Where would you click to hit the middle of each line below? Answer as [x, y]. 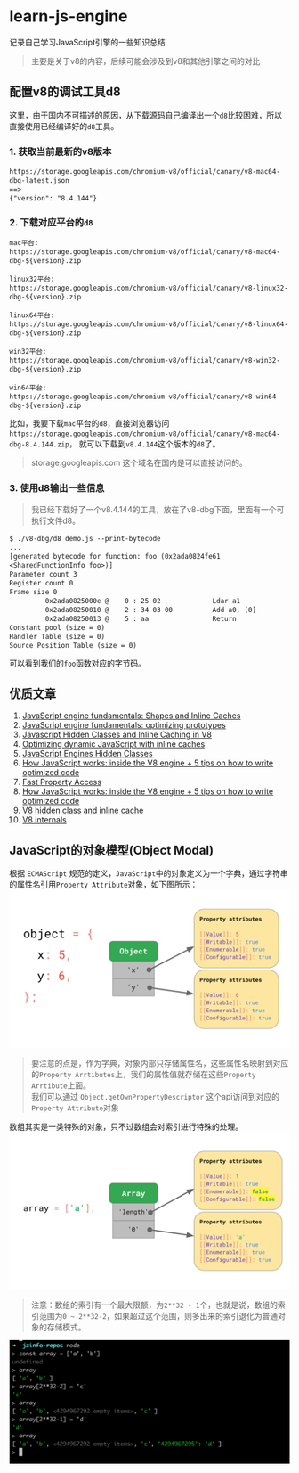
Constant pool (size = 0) [57, 627]
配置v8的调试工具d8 [65, 92]
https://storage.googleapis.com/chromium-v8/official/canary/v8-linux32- [149, 288]
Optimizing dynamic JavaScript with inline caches [113, 744]
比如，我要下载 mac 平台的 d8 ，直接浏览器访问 [89, 423]
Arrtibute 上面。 [61, 1085]
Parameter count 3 [43, 574]
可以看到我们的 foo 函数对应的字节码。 [78, 663]
